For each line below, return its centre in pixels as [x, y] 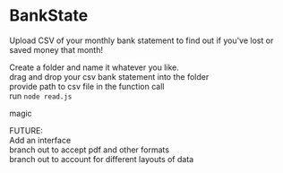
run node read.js [41, 96]
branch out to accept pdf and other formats [90, 150]
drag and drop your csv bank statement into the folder [109, 76]
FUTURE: [26, 130]
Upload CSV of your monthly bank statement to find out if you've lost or [141, 40]
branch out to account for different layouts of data [102, 159]
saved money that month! [56, 49]
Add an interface [40, 140]
